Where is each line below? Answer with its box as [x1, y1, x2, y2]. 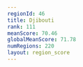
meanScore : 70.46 [7, 29, 58, 37]
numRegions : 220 [7, 43, 54, 50]
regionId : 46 [7, 10, 45, 17]
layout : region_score [7, 50, 70, 57]
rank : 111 [7, 23, 36, 30]
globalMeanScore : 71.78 [7, 36, 77, 43]
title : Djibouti [7, 17, 54, 24]
